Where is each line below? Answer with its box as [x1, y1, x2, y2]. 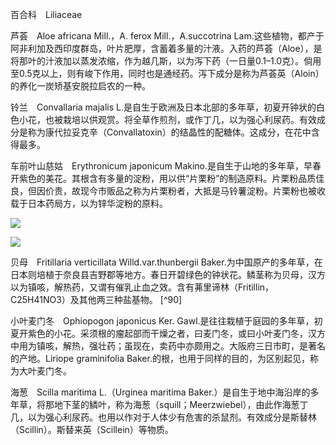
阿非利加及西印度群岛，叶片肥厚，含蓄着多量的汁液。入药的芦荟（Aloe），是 [10, 43, 323, 54]
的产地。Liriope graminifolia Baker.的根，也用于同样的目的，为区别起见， [10, 353, 310, 364]
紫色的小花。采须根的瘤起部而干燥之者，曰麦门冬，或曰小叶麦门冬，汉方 [27, 328, 326, 339]
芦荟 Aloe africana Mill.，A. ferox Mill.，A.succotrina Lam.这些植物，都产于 [10, 30, 325, 42]
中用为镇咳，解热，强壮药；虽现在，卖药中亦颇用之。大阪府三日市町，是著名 [10, 340, 326, 352]
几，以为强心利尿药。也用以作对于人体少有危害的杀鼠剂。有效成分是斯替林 [10, 411, 317, 423]
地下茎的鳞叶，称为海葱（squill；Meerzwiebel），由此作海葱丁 [53, 399, 309, 410]
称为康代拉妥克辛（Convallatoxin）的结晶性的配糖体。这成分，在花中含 [27, 126, 320, 138]
